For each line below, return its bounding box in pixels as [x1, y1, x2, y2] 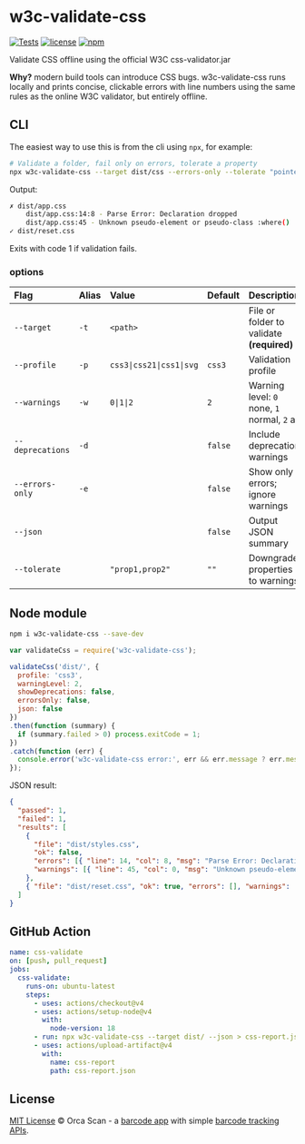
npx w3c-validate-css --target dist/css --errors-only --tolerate [9, 167, 266, 176]
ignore [248, 488, 277, 501]
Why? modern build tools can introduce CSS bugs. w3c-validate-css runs [9, 71, 286, 83]
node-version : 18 [49, 1024, 116, 1033]
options [9, 265, 44, 278]
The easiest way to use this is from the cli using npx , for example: [9, 141, 253, 152]
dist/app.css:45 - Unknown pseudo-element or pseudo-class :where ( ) [25, 218, 290, 228]
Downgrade [248, 552, 299, 565]
